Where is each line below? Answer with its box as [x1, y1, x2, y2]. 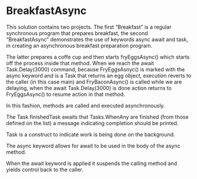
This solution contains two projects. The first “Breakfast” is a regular [6, 23, 172, 30]
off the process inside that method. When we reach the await [6, 60, 154, 67]
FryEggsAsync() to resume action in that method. [6, 91, 125, 98]
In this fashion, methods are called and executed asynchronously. [6, 102, 165, 109]
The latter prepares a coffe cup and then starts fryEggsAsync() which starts [6, 53, 190, 60]
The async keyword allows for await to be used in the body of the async [6, 142, 181, 149]
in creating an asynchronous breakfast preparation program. [6, 42, 153, 49]
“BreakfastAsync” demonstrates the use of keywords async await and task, [6, 36, 189, 43]
